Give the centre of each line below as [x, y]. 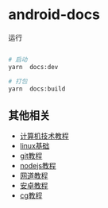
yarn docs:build [37, 89]
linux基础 [35, 146]
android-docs [54, 15]
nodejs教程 [38, 166]
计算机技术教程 [44, 136]
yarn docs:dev [33, 67]
